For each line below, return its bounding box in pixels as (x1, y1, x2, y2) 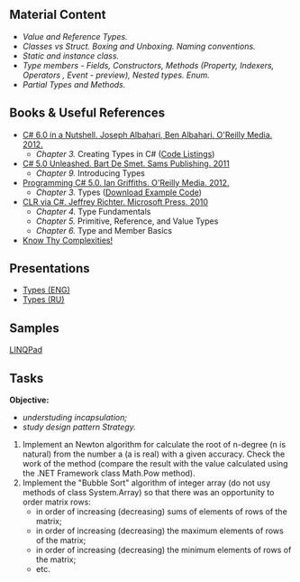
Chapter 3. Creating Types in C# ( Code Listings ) (35, 148, 215, 159)
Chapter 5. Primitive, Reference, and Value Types (35, 216, 219, 226)
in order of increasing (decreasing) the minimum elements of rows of (35, 545, 292, 556)
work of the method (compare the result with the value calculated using (22, 458, 288, 469)
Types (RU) (22, 294, 65, 305)
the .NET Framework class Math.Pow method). (22, 468, 195, 479)
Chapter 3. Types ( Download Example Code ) (35, 187, 203, 198)
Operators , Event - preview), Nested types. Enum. (22, 69, 210, 80)
